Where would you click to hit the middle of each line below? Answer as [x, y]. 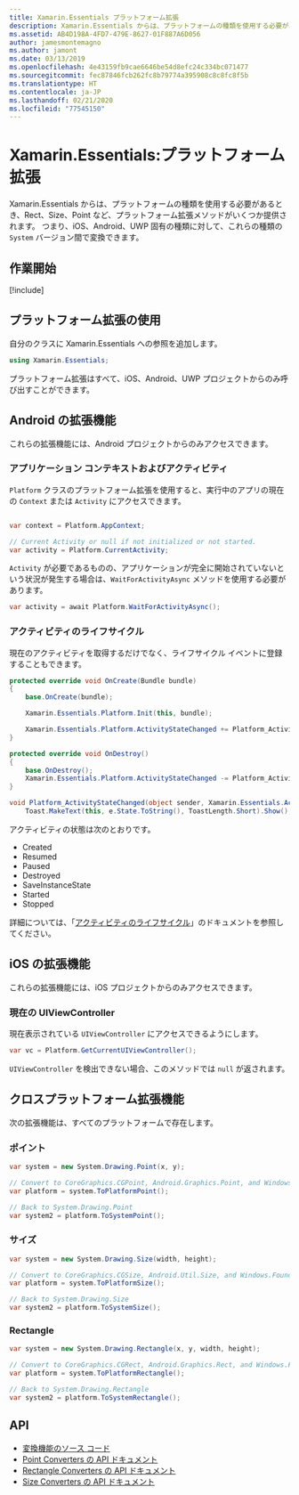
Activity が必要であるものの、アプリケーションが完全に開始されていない [143, 568]
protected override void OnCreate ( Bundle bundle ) [103, 681]
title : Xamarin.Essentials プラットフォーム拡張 [94, 17]
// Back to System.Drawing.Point [71, 1207]
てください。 [32, 933]
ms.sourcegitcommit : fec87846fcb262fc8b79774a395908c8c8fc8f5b [129, 76]
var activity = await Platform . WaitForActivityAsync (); [115, 607]
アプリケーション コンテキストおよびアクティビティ [119, 468]
